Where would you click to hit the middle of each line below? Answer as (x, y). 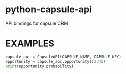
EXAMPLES (30, 44)
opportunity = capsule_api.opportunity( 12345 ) (55, 61)
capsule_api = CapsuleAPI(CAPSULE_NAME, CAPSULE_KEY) (64, 57)
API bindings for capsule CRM (37, 23)
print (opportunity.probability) (39, 66)
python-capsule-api (49, 9)
